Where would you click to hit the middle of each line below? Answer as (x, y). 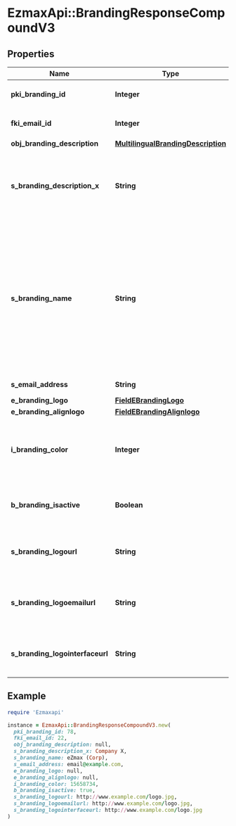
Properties (31, 54)
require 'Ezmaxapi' (36, 712)
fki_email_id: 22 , (41, 738)
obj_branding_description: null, (63, 745)
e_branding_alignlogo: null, (56, 777)
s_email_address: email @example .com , (69, 764)
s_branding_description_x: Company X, (71, 751)
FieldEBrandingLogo (149, 400)
